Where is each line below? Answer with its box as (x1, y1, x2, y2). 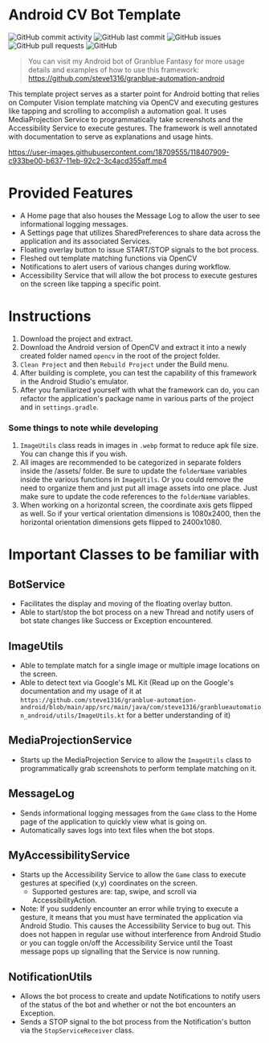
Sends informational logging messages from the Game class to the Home (19, 808, 257, 818)
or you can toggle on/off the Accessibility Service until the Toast (19, 938, 233, 948)
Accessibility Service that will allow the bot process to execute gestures (19, 270, 259, 280)
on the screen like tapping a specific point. (19, 279, 161, 289)
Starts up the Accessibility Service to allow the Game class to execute (19, 870, 247, 880)
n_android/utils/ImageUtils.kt (19, 712, 125, 720)
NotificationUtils (8, 970, 92, 983)
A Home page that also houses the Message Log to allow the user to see (19, 211, 261, 220)
